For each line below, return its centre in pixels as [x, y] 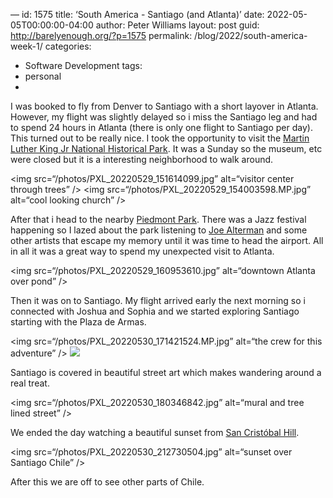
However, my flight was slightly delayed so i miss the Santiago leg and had [164, 117]
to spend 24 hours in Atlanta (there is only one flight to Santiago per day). [161, 127]
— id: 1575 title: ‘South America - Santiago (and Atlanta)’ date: [137, 14]
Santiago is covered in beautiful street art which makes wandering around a [166, 372]
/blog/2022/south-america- [251, 35]
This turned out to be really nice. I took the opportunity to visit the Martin [160, 138]
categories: [68, 46]
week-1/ [26, 46]
